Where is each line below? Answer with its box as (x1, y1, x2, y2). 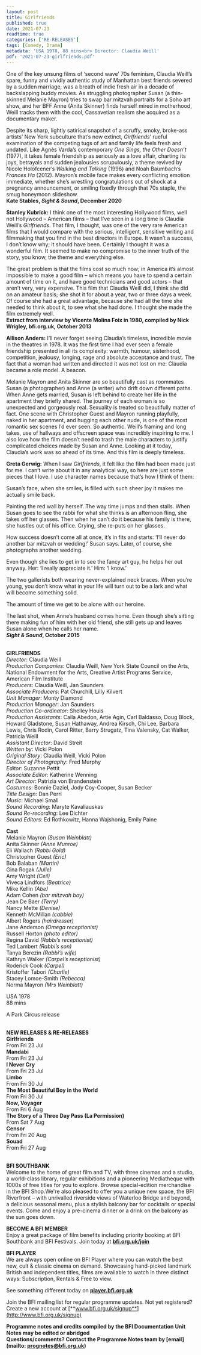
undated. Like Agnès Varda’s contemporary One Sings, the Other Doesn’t (6, 146, 187, 153)
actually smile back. (6, 491, 56, 498)
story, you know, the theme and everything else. (6, 254, 125, 261)
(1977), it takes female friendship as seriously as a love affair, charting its (6, 152, 186, 160)
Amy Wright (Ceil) (6, 872, 50, 879)
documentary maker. (6, 115, 58, 122)
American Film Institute (6, 675, 64, 682)
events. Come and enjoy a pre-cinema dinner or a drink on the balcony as (6, 1207, 188, 1214)
